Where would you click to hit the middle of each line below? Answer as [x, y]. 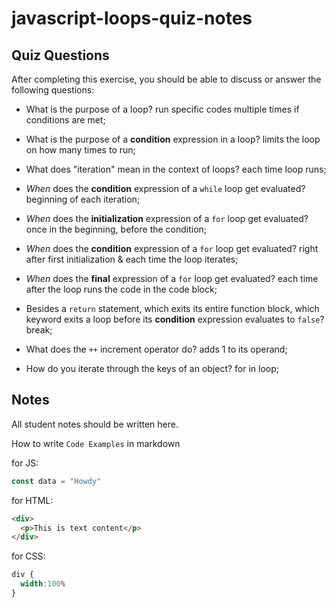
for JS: [25, 463]
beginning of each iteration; [83, 199]
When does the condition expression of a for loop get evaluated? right [172, 248]
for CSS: [28, 556]
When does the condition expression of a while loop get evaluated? [165, 188]
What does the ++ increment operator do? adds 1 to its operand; [156, 349]
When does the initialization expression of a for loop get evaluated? [167, 218]
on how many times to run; [80, 150]
